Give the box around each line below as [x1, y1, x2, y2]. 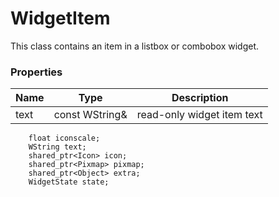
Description [171, 91, 229, 105]
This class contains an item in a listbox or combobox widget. [10, 40, 260, 52]
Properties [10, 65, 63, 79]
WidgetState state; [28, 177, 110, 187]
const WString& [53, 108, 128, 122]
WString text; [28, 142, 87, 152]
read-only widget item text [136, 108, 263, 122]
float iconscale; [28, 133, 101, 144]
